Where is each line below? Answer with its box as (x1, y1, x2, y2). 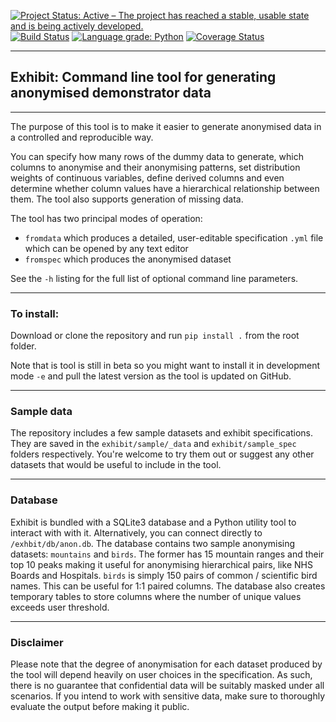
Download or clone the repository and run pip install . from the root (10, 330, 300, 342)
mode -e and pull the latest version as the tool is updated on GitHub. (10, 370, 292, 382)
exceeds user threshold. (10, 601, 110, 613)
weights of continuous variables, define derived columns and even (10, 171, 285, 184)
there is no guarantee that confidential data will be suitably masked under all (10, 680, 325, 691)
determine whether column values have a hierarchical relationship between (10, 182, 320, 194)
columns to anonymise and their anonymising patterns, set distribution (10, 161, 301, 173)
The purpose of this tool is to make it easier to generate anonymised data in (10, 120, 322, 132)
